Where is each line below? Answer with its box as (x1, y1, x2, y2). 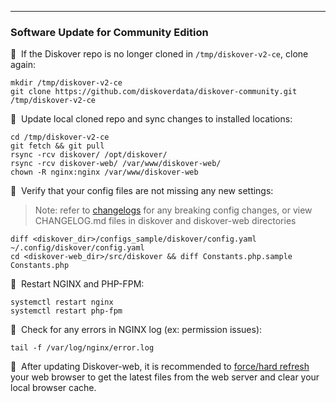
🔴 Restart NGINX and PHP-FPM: (10, 278, 145, 290)
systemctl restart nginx (10, 297, 114, 308)
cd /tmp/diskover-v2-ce (10, 132, 110, 143)
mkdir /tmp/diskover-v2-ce (10, 78, 123, 88)
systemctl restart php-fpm (10, 306, 123, 316)
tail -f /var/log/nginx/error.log (10, 343, 155, 353)
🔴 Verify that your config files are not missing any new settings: (10, 185, 274, 197)
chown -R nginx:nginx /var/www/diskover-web (10, 167, 199, 178)
